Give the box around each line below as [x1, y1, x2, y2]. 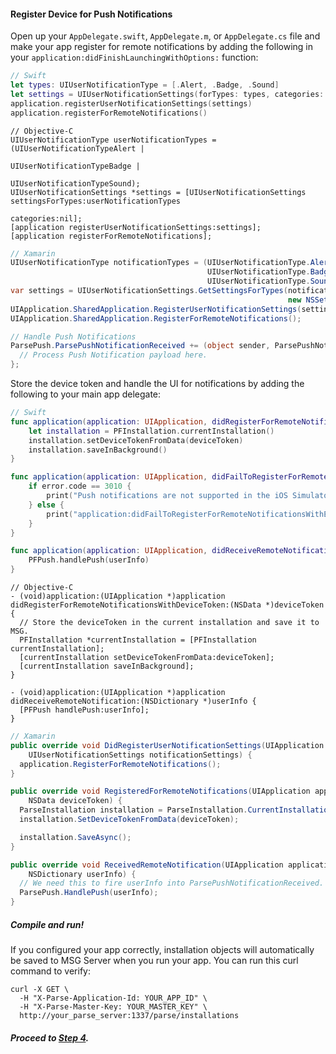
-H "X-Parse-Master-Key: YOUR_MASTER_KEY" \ [19, 1002, 208, 1012]
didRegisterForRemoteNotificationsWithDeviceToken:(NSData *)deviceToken [10, 600, 325, 610]
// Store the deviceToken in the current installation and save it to [19, 618, 320, 628]
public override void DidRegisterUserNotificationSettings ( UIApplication [10, 740, 325, 750]
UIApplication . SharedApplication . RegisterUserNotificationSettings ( [10, 304, 302, 314]
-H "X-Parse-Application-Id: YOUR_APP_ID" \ [19, 993, 208, 1004]
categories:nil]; [10, 213, 83, 224]
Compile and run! [10, 918, 85, 930]
